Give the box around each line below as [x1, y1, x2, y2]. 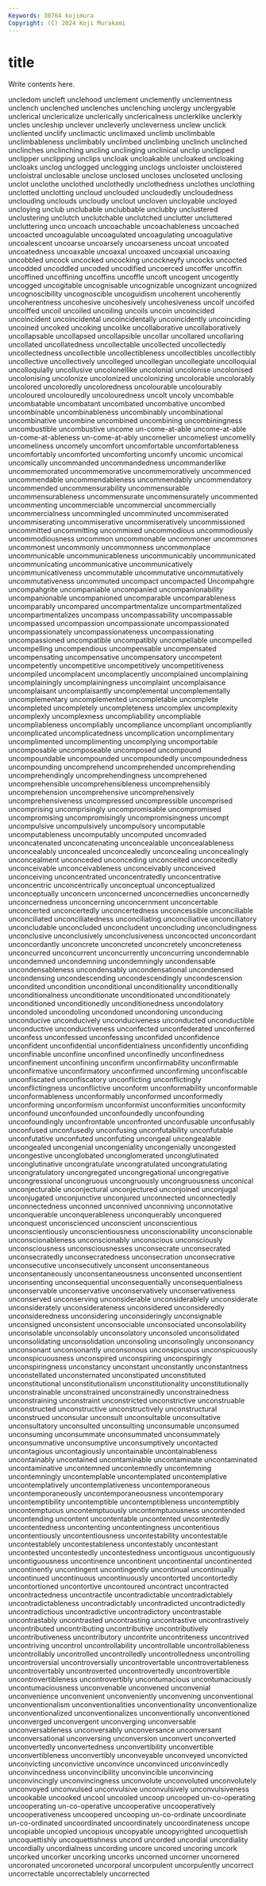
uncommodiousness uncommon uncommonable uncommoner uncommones [8, 534, 258, 544]
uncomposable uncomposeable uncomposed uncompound [8, 745, 202, 755]
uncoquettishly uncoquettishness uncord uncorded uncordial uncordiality [8, 1835, 249, 1845]
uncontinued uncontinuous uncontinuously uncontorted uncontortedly [8, 1574, 238, 1583]
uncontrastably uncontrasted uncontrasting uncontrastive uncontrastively [8, 1616, 249, 1625]
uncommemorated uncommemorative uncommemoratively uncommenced [8, 467, 252, 476]
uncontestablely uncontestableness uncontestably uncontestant [8, 1539, 218, 1549]
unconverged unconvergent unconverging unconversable [8, 1717, 197, 1726]
